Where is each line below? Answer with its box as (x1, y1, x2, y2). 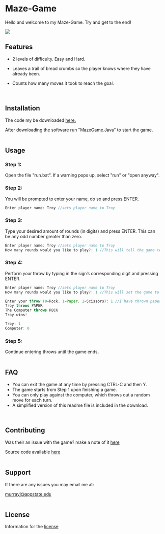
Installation (5, 104, 40, 112)
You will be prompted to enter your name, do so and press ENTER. (5, 196, 139, 202)
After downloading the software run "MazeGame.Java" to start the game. (5, 127, 153, 133)
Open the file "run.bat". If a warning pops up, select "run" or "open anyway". (5, 172, 160, 178)
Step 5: (5, 337, 23, 344)
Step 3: (5, 217, 23, 224)
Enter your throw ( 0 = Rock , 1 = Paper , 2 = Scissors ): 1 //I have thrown (5, 299, 148, 304)
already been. (12, 71, 40, 76)
